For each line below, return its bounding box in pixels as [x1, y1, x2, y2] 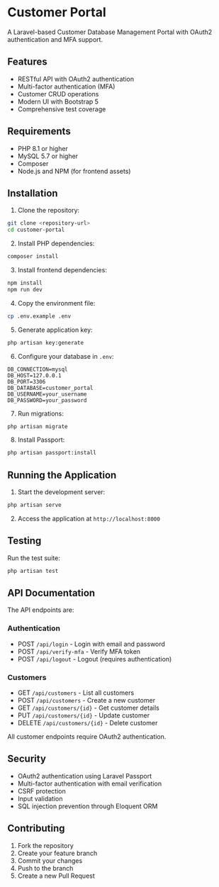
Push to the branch [17, 864, 74, 872]
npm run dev [7, 286, 43, 293]
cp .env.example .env [7, 313, 72, 320]
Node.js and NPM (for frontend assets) [17, 167, 131, 175]
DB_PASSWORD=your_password [7, 396, 87, 404]
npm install [7, 279, 43, 286]
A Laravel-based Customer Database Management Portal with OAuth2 [7, 28, 213, 36]
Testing [7, 535, 42, 547]
